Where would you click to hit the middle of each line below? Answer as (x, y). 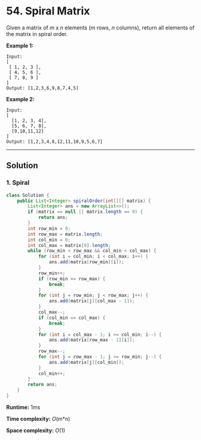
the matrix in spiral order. (37, 34)
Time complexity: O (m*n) (38, 419)
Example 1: (20, 46)
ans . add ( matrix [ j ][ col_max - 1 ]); (92, 301)
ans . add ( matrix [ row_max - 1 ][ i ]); (92, 340)
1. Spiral (18, 183)
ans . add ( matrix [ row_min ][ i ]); (86, 262)
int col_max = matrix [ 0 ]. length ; (69, 245)
